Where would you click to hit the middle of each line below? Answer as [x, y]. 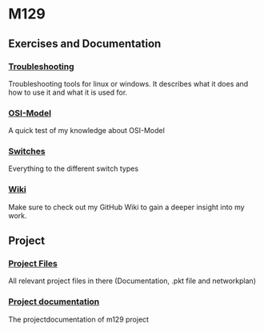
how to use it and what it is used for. [68, 92]
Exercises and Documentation [85, 44]
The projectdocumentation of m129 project [79, 319]
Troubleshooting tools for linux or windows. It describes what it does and [128, 83]
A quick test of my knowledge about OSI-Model [87, 131]
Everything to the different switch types [73, 168]
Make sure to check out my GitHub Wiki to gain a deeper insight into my [127, 207]
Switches [27, 152]
